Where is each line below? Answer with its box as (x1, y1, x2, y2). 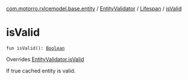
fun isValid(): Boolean (6, 45, 65, 51)
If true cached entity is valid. (6, 67, 76, 74)
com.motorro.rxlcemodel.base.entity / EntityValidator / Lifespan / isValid (6, 5, 182, 12)
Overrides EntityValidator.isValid (6, 56, 84, 63)
